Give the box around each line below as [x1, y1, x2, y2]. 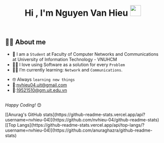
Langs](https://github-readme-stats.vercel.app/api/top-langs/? [17, 122, 145, 128]
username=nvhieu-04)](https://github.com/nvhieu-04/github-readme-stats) [5, 116, 159, 123]
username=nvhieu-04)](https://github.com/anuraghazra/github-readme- [5, 127, 153, 133]
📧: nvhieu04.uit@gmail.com [12, 82, 67, 88]
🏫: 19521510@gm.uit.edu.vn [12, 87, 67, 93]
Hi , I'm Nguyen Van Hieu [24, 7, 128, 19]
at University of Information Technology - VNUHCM [12, 56, 117, 62]
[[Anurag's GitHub [5, 111, 42, 117]
